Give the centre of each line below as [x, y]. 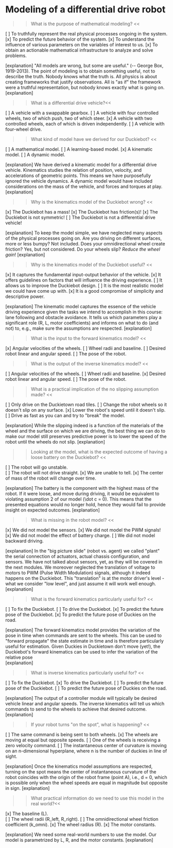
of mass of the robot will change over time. [51, 478]
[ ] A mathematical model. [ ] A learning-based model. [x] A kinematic [79, 149]
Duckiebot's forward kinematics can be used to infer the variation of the [82, 651]
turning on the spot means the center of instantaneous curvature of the [81, 772]
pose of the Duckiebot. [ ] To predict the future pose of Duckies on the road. [86, 688]
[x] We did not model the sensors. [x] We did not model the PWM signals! [83, 530]
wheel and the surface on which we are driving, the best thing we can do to [85, 431]
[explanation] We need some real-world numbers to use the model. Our [81, 834]
